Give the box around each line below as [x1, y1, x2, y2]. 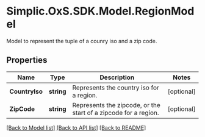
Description [99, 73, 135, 82]
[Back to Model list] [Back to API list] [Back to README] [6, 124, 146, 132]
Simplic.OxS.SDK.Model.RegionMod [6, 4, 195, 18]
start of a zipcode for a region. [72, 108, 160, 117]
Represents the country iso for [72, 83, 160, 92]
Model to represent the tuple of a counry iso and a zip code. [6, 37, 157, 44]
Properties [6, 55, 48, 65]
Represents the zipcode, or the [72, 100, 160, 109]
